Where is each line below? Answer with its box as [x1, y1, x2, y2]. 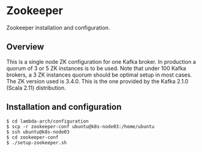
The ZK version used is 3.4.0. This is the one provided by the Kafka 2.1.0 [6, 77, 189, 85]
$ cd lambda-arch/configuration [6, 118, 89, 124]
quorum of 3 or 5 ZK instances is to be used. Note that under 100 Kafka [6, 64, 187, 72]
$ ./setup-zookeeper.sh [6, 139, 67, 146]
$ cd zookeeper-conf [6, 134, 59, 140]
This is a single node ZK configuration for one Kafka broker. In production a [6, 58, 196, 65]
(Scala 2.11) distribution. [6, 84, 66, 91]
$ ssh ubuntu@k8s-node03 [6, 129, 70, 135]
